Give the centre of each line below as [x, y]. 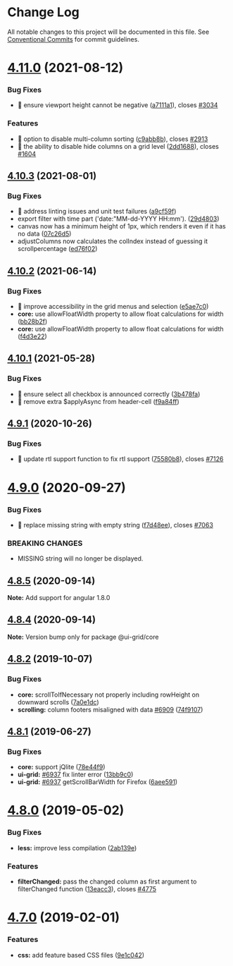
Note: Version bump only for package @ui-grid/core [83, 637]
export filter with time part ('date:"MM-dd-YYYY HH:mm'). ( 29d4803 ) [118, 219]
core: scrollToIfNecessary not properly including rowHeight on [108, 695]
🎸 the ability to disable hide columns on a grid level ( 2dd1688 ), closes [118, 146]
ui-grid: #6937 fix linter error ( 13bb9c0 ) [75, 775]
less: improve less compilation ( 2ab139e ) [77, 848]
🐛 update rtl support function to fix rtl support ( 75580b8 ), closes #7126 [120, 459]
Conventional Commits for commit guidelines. [73, 39]
